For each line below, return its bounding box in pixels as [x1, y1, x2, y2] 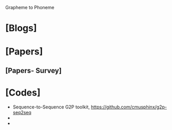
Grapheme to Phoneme [5, 5, 55, 10]
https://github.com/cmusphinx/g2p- [90, 104, 167, 110]
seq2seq [12, 109, 32, 115]
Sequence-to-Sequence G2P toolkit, [12, 104, 90, 110]
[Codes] [5, 87, 41, 98]
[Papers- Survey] [5, 66, 62, 75]
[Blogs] [5, 23, 37, 34]
